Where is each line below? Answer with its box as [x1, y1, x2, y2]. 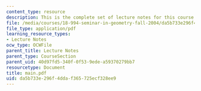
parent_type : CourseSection [6, 53, 77, 59]
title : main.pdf [6, 70, 47, 76]
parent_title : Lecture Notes [6, 48, 79, 54]
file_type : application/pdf [6, 25, 77, 32]
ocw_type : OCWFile [6, 43, 52, 48]
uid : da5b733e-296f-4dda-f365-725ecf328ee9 [6, 75, 117, 81]
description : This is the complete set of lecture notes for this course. [6, 14, 197, 20]
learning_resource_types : [6, 31, 71, 37]
